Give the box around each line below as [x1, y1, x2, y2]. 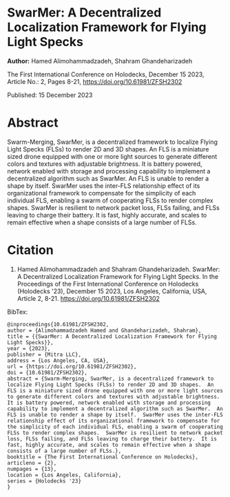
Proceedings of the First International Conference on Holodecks [17, 279, 199, 288]
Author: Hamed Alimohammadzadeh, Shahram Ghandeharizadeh [7, 56, 193, 65]
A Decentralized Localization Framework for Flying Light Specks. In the [17, 272, 219, 280]
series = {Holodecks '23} [7, 477, 81, 485]
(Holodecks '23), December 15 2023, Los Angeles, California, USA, [17, 287, 207, 295]
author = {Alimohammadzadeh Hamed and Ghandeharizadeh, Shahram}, [7, 327, 202, 334]
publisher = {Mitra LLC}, [7, 351, 81, 358]
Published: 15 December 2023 [7, 91, 93, 99]
